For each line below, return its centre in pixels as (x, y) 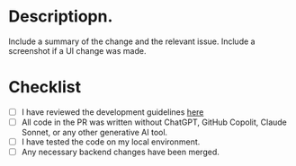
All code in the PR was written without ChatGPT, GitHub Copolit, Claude (154, 122)
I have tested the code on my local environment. (111, 142)
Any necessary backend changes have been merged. (120, 152)
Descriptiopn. (61, 17)
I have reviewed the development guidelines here (112, 112)
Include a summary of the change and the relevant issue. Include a (132, 41)
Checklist (45, 87)
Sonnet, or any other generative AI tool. (94, 132)
